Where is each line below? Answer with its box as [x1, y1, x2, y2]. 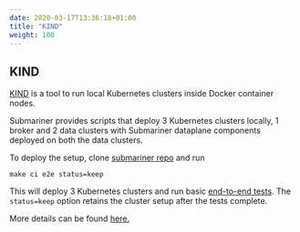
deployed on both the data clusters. [9, 135, 143, 146]
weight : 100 [9, 30, 55, 39]
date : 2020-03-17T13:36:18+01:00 [9, 13, 137, 23]
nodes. [9, 97, 36, 109]
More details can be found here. [9, 213, 130, 224]
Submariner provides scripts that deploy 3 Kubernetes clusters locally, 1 [9, 116, 280, 126]
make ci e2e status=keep [9, 170, 104, 179]
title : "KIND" [9, 22, 64, 31]
